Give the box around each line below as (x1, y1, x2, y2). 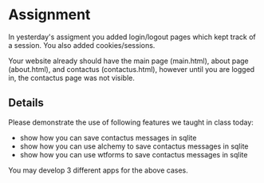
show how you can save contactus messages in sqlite (19, 133, 197, 142)
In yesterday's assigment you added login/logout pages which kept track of (8, 32, 257, 42)
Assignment (8, 6, 91, 24)
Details (8, 96, 44, 109)
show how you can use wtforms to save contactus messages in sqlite (19, 149, 248, 159)
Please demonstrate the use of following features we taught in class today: (8, 117, 254, 127)
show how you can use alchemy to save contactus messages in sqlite (19, 141, 249, 151)
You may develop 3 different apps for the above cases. (8, 165, 189, 175)
